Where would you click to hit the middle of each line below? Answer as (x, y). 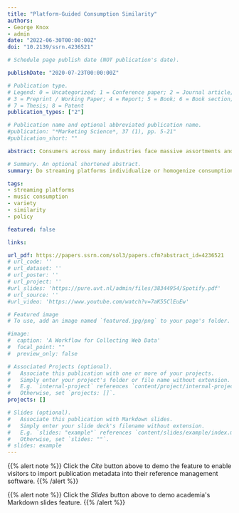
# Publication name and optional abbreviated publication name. (105, 125)
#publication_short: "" (43, 138)
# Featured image (33, 314)
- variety (22, 204)
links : (17, 242)
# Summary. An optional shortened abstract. (74, 164)
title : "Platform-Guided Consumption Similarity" (83, 14)
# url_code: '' (30, 262)
